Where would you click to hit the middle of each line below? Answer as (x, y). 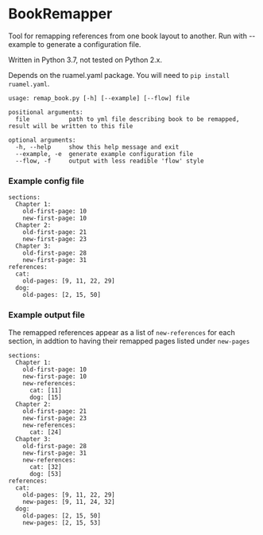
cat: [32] (45, 467)
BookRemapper (60, 14)
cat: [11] (45, 390)
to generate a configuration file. (89, 44)
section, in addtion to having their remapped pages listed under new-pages (129, 341)
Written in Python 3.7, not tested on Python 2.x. (85, 60)
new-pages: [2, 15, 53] (62, 522)
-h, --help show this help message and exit (97, 147)
